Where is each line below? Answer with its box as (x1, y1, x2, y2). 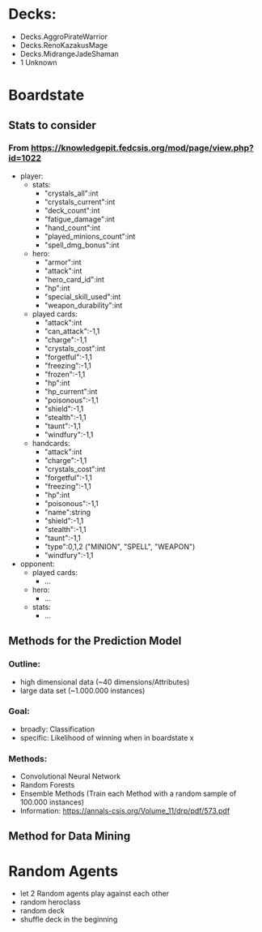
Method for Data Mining (8, 829, 131, 844)
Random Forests (19, 780, 75, 790)
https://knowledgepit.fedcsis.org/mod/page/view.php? (31, 143, 255, 154)
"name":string (44, 507, 91, 517)
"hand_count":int (44, 222, 101, 232)
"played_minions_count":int (44, 231, 136, 241)
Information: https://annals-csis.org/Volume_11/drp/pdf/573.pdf (19, 806, 230, 816)
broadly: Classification (19, 724, 95, 734)
